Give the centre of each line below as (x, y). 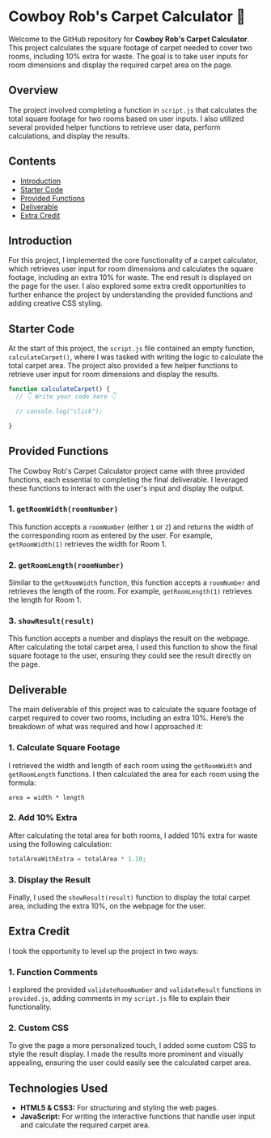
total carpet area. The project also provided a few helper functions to (123, 366)
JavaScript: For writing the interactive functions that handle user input (138, 1117)
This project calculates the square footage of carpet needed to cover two (131, 47)
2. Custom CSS (38, 1028)
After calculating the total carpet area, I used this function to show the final (133, 647)
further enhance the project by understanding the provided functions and (131, 294)
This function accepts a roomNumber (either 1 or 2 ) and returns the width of (131, 526)
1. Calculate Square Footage (64, 748)
